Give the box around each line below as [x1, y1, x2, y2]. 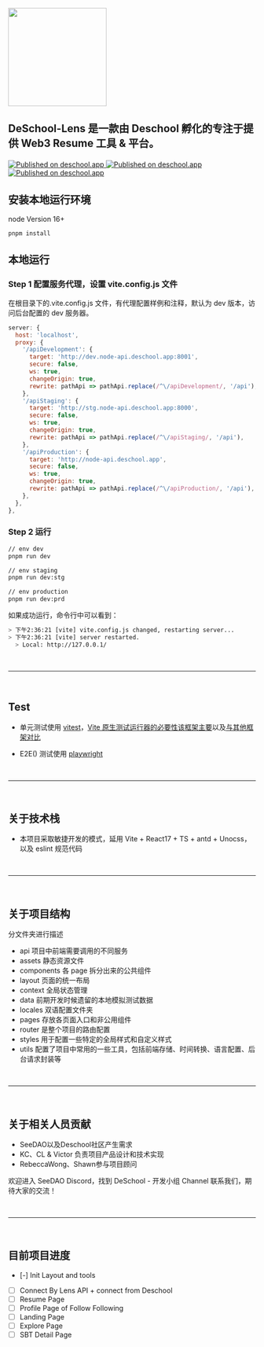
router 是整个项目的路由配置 [19, 1025, 111, 1034]
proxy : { [15, 338, 44, 346]
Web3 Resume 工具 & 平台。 [20, 137, 159, 150]
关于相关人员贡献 [8, 1117, 91, 1131]
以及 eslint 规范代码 [19, 844, 82, 853]
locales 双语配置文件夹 [19, 1005, 93, 1014]
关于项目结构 [8, 907, 71, 920]
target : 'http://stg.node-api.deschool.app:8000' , [28, 404, 199, 412]
